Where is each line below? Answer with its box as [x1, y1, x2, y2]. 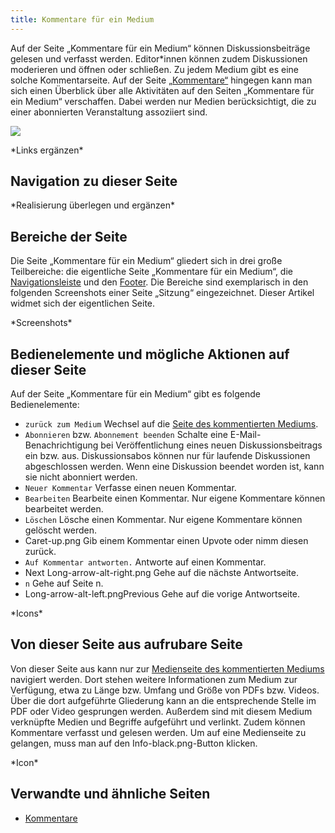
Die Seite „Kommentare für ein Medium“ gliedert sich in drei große [10, 255, 283, 267]
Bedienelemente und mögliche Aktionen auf [10, 346, 290, 363]
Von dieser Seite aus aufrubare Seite [10, 636, 243, 653]
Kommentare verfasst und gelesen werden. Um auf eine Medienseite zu [10, 726, 307, 738]
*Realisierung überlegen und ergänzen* [10, 199, 176, 211]
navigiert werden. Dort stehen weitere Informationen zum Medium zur [10, 673, 298, 685]
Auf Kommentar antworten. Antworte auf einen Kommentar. [24, 556, 267, 568]
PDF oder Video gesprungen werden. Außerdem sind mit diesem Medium [10, 705, 313, 717]
